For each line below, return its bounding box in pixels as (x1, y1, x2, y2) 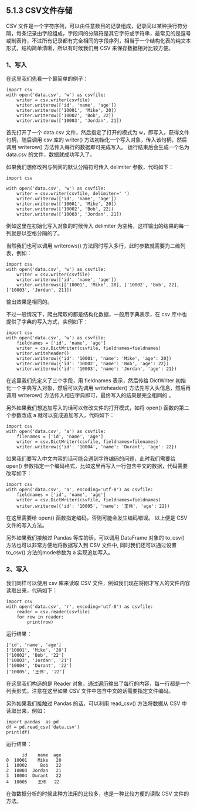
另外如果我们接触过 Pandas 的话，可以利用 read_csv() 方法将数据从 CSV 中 (6, 700, 188, 707)
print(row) (27, 619, 54, 626)
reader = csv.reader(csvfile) (16, 609, 91, 615)
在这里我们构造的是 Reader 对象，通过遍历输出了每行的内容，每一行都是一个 (6, 680, 191, 687)
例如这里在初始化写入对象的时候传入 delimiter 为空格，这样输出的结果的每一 (6, 223, 189, 230)
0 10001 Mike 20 (6, 758, 62, 763)
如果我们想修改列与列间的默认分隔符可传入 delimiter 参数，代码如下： (6, 164, 174, 171)
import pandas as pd (6, 719, 59, 725)
